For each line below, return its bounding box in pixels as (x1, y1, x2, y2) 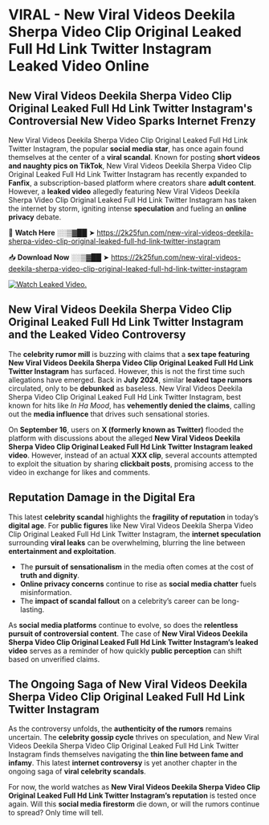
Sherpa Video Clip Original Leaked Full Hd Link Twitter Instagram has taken (8, 195, 257, 204)
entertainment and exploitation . (8, 546, 116, 556)
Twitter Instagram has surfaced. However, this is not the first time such (8, 366, 245, 376)
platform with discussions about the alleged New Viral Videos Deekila (8, 433, 241, 443)
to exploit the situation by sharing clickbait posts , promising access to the (8, 458, 255, 468)
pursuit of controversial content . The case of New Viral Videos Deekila (8, 629, 248, 638)
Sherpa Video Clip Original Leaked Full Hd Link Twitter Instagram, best (8, 392, 242, 401)
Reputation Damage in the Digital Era (8, 490, 195, 504)
